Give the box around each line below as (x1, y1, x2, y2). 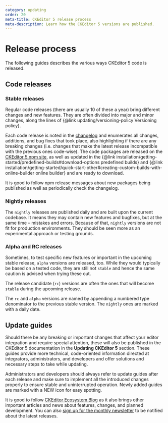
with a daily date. (5, 306, 41, 312)
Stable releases (5, 95, 44, 102)
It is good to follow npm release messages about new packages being (5, 180, 151, 186)
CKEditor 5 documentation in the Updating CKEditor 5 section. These (5, 345, 150, 351)
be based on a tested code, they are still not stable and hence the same (5, 266, 155, 272)
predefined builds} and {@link (100, 159, 163, 165)
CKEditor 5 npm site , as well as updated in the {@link (5, 153, 116, 160)
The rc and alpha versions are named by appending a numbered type (5, 296, 150, 302)
